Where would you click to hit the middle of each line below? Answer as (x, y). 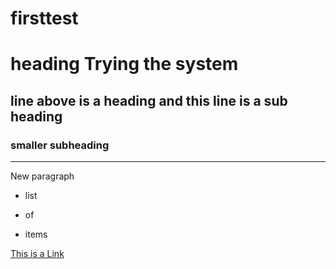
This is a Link (37, 254)
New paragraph (42, 176)
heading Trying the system (124, 64)
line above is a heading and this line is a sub (149, 100)
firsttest (44, 18)
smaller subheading (60, 145)
